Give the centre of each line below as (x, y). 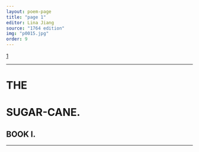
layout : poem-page (29, 12)
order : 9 (17, 39)
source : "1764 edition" (36, 28)
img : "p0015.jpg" (28, 34)
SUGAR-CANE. (43, 112)
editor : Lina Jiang (30, 22)
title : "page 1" (26, 17)
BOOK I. (21, 134)
